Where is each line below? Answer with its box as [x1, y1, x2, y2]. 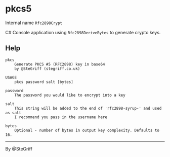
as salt [5, 110, 22, 115]
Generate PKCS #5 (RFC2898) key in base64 [14, 61, 105, 67]
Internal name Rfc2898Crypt [5, 20, 62, 26]
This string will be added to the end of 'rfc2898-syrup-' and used [14, 106, 162, 111]
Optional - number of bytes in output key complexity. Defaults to [14, 128, 159, 133]
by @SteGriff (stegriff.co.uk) [14, 66, 80, 71]
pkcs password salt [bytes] [14, 79, 73, 85]
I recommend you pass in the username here [14, 114, 108, 120]
